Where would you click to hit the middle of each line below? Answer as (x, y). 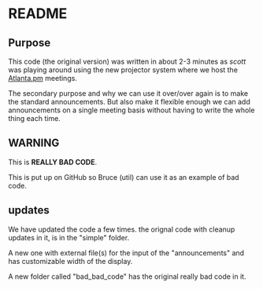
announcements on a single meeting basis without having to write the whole (131, 110)
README (38, 14)
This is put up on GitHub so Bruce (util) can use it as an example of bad (124, 177)
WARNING (34, 143)
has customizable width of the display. (70, 261)
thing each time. (34, 118)
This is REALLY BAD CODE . (53, 162)
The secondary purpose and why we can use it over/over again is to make (128, 93)
